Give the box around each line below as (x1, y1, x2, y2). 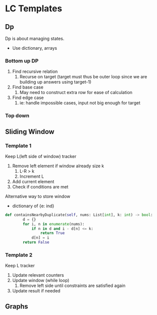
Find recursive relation (12, 68, 58, 74)
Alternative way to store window (5, 193, 70, 199)
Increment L (19, 173, 44, 179)
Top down (5, 112, 30, 119)
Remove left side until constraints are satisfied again (19, 283, 126, 288)
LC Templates (5, 3, 63, 14)
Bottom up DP (5, 57, 39, 64)
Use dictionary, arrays (12, 45, 58, 51)
